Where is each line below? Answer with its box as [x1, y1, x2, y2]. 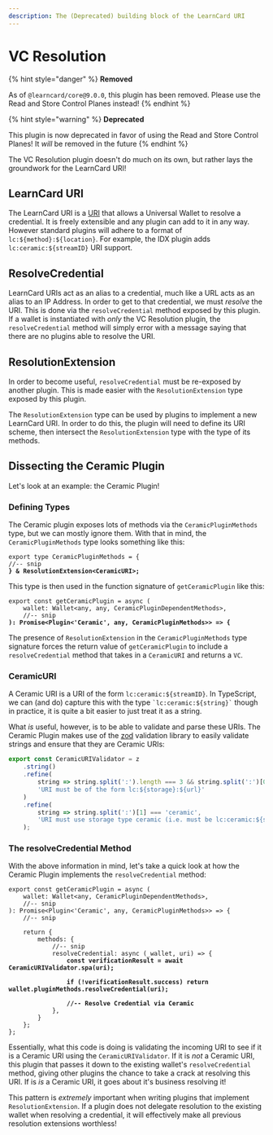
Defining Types [8, 501, 71, 513]
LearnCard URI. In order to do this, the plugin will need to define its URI [8, 419, 246, 428]
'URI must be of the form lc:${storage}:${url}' [37, 785, 206, 794]
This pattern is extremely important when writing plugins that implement [8, 1093, 249, 1102]
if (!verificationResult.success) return [66, 979, 209, 987]
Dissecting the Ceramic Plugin [8, 460, 165, 473]
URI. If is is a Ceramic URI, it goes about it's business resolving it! [8, 1077, 227, 1087]
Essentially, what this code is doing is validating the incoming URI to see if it [8, 1042, 262, 1052]
